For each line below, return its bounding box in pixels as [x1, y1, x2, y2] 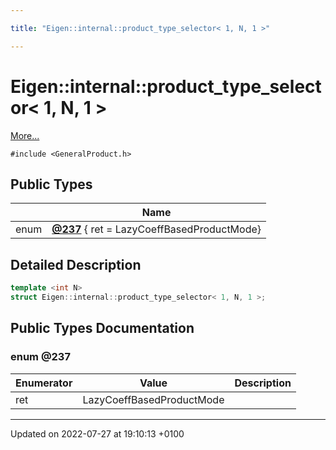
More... [10, 129, 40, 141]
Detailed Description [10, 256, 142, 273]
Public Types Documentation [10, 320, 195, 337]
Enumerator [15, 376, 73, 390]
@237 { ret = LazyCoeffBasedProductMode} [51, 222, 262, 236]
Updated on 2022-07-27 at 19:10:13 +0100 [10, 427, 185, 440]
